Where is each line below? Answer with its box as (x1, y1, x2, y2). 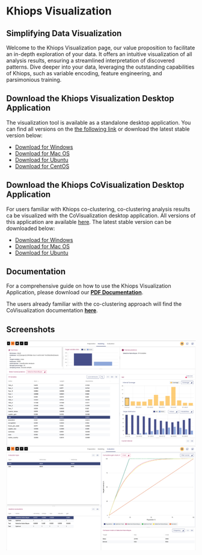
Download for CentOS (14, 163, 70, 170)
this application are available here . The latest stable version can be (6, 218, 172, 225)
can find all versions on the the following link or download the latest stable (6, 125, 190, 132)
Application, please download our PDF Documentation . (6, 289, 144, 296)
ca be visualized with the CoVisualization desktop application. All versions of (6, 212, 196, 219)
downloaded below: (6, 225, 55, 232)
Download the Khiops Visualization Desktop (6, 93, 174, 104)
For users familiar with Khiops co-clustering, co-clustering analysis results (6, 205, 191, 212)
